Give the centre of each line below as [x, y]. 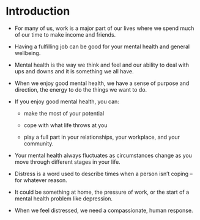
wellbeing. [28, 53]
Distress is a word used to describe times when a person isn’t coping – [104, 174]
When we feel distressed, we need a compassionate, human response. [104, 210]
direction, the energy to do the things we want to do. [81, 89]
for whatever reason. [41, 180]
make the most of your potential [64, 113]
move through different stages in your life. [67, 162]
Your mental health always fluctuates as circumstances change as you [103, 155]
